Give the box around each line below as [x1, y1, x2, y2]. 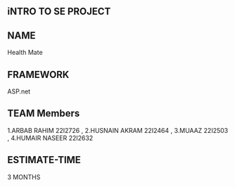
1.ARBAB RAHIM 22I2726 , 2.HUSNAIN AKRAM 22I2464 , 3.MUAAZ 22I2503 [7, 126, 229, 134]
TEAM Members [7, 108, 80, 120]
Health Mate [7, 49, 44, 57]
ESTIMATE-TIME [7, 154, 81, 166]
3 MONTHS [7, 172, 41, 181]
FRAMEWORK [7, 68, 70, 80]
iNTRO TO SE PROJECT [7, 6, 111, 18]
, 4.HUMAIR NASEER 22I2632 [7, 134, 94, 142]
